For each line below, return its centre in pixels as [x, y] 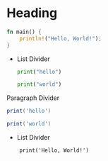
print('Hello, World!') [54, 150]
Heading [32, 13]
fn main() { [24, 32]
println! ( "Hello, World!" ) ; [60, 38]
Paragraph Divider [33, 98]
